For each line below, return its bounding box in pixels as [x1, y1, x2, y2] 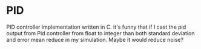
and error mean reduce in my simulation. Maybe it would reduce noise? [6, 36, 183, 43]
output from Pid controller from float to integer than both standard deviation [6, 29, 195, 36]
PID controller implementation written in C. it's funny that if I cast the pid [6, 23, 186, 30]
